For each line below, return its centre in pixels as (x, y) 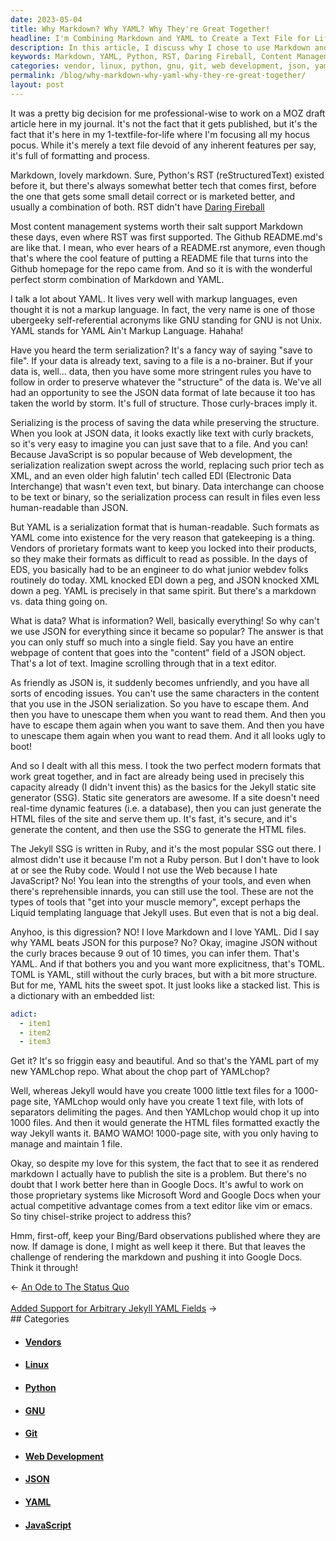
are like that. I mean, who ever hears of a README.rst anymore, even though (168, 247)
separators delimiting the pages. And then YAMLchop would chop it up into (165, 1112)
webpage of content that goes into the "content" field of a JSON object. (158, 652)
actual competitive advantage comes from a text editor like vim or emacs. (161, 1206)
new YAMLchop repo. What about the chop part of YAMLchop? (140, 1072)
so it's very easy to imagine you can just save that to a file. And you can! (159, 443)
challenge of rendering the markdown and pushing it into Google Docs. (156, 1257)
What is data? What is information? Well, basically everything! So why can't (165, 620)
